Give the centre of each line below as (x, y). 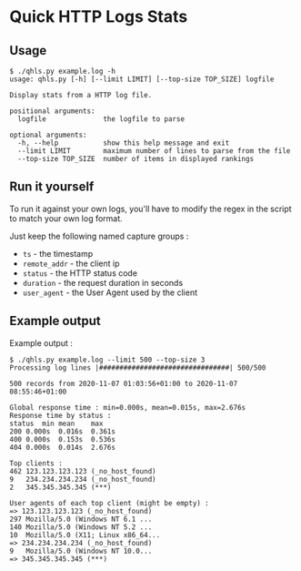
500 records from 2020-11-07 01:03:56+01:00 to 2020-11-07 (124, 383)
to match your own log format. (66, 218)
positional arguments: (52, 111)
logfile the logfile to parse (101, 119)
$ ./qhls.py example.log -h (63, 71)
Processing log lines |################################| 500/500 (138, 367)
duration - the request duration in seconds (103, 282)
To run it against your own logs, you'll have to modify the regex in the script (151, 209)
